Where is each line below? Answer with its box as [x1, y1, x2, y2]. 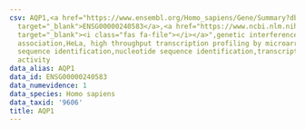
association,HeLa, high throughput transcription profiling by [17, 38, 261, 48]
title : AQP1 [9, 106, 54, 115]
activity [17, 55, 51, 64]
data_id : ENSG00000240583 [9, 73, 107, 82]
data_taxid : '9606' [9, 97, 84, 107]
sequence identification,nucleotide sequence [17, 47, 193, 56]
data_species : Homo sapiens [9, 89, 116, 98]
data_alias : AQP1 [9, 64, 75, 74]
